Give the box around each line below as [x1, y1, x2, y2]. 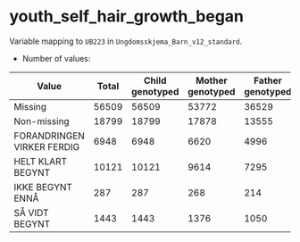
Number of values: [21, 53, 91, 63]
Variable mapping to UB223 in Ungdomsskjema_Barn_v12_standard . [9, 36, 243, 46]
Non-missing [13, 114, 70, 127]
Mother [195, 74, 228, 87]
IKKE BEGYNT [13, 180, 73, 193]
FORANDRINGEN [13, 129, 85, 142]
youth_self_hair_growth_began [9, 6, 244, 27]
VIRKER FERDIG [13, 140, 80, 153]
